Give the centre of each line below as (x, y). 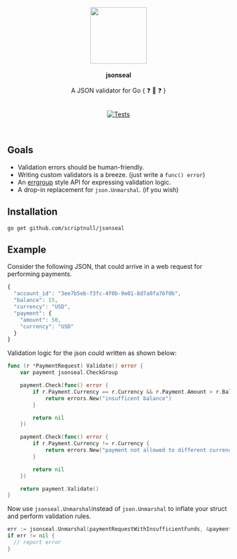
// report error (37, 543)
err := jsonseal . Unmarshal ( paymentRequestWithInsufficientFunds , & (109, 529)
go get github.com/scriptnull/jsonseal (66, 228)
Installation (32, 212)
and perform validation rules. (49, 516)
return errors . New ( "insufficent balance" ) (108, 398)
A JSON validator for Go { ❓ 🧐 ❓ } (119, 90)
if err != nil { (31, 536)
